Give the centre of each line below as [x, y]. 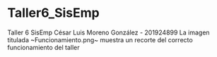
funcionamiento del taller [43, 47]
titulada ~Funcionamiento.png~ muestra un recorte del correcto [100, 39]
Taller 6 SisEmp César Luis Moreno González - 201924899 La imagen [108, 32]
